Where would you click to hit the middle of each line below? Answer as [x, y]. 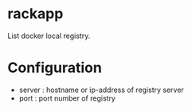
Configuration [55, 68]
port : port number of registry [67, 98]
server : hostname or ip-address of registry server [101, 90]
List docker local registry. [49, 36]
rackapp [35, 14]
